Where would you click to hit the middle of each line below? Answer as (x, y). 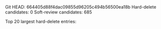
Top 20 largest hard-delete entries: (41, 22)
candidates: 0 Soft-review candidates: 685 (49, 12)
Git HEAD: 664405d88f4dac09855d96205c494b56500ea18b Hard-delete (81, 7)
